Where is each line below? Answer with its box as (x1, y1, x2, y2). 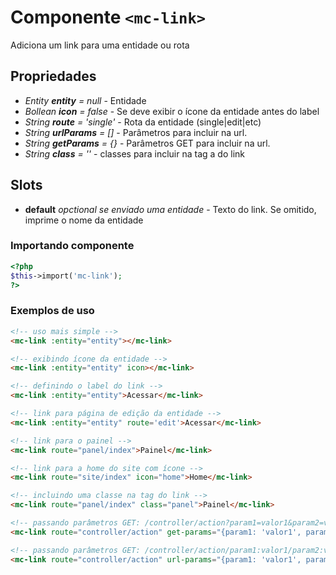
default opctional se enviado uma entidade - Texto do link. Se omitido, (24, 203, 317, 215)
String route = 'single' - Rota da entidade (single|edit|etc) (24, 116, 262, 128)
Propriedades (10, 68, 97, 85)
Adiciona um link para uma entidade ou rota (10, 39, 190, 51)
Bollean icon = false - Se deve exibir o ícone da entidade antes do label (24, 105, 320, 117)
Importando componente (10, 239, 135, 253)
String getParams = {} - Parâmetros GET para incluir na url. (24, 137, 271, 149)
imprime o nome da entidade (24, 214, 144, 226)
